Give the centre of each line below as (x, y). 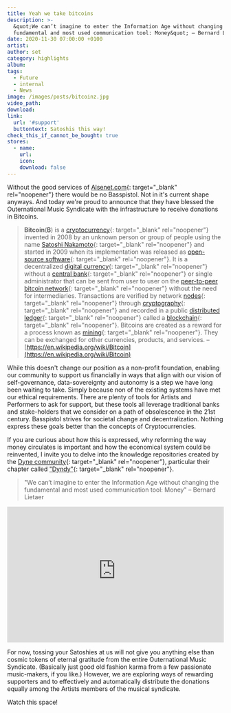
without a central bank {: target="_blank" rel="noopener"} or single (118, 274)
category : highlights (38, 59)
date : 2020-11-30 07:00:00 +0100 (55, 39)
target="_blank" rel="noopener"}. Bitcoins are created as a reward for (123, 325)
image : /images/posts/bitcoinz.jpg (58, 97)
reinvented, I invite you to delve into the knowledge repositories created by (113, 454)
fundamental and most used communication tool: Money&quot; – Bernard (117, 33)
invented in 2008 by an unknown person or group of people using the (122, 237)
